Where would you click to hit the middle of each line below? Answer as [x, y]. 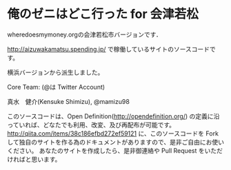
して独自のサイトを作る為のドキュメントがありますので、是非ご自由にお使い [116, 142]
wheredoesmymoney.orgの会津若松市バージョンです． [84, 34]
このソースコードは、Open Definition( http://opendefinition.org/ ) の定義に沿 [113, 116]
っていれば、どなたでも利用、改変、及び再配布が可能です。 [91, 125]
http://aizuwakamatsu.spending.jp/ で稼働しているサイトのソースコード [109, 49]
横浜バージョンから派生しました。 [56, 72]
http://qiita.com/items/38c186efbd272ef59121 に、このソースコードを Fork [113, 133]
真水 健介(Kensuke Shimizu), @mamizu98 [68, 101]
